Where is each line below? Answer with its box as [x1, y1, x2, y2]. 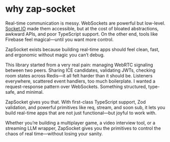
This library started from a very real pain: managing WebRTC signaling [5, 62, 153, 68]
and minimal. [17, 89, 44, 95]
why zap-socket [5, 3, 76, 15]
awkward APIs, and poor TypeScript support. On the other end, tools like [5, 31, 158, 37]
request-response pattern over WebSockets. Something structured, [5, 83, 147, 90]
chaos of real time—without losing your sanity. [5, 130, 103, 136]
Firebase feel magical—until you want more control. [5, 36, 114, 43]
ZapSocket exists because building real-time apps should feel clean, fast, [5, 46, 160, 52]
